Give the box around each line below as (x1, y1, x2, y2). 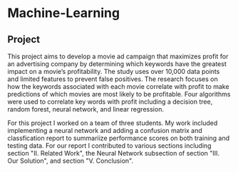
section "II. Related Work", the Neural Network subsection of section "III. (7, 149, 219, 157)
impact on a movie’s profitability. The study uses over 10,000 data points (7, 68, 220, 75)
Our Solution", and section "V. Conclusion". (7, 156, 134, 165)
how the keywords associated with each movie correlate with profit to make (7, 82, 229, 90)
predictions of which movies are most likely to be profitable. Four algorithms (7, 90, 231, 98)
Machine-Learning (7, 5, 120, 21)
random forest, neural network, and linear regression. (7, 105, 164, 113)
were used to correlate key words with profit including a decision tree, (7, 97, 213, 106)
